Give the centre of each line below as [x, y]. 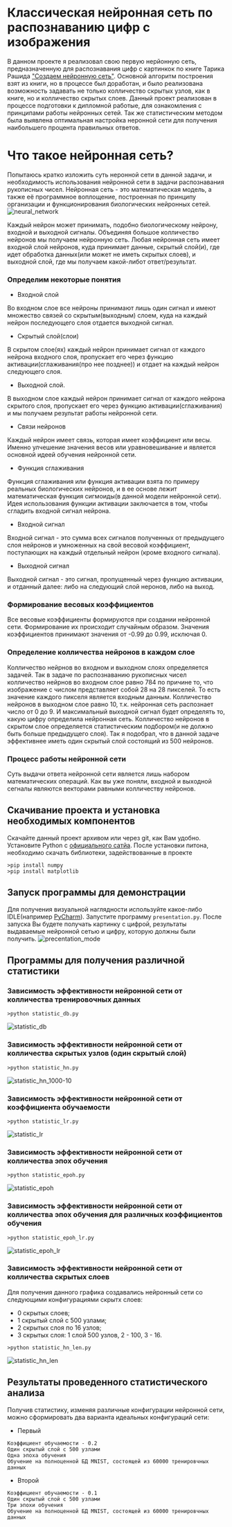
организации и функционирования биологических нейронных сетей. [109, 204]
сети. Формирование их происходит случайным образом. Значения [108, 627]
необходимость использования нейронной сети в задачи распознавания [116, 182]
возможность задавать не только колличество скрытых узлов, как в [109, 91]
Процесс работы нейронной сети [67, 759]
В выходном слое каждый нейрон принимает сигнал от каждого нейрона [116, 399]
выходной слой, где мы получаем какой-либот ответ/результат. [102, 262]
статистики [34, 972]
